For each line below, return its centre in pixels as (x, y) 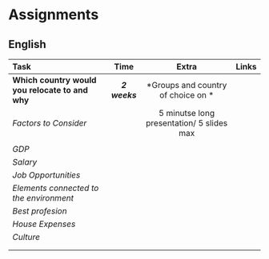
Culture (26, 237)
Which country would (54, 80)
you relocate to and (50, 90)
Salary (25, 162)
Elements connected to (56, 188)
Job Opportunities (46, 175)
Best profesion (40, 211)
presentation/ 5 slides (187, 123)
